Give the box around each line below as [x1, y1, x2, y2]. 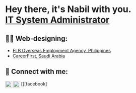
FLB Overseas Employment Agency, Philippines [12, 48, 111, 53]
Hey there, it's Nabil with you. [5, 4, 132, 15]
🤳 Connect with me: [5, 67, 68, 76]
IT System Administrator [5, 14, 110, 26]
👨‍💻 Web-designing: [5, 34, 68, 43]
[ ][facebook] [21, 80, 47, 86]
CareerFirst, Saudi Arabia [12, 53, 65, 59]
